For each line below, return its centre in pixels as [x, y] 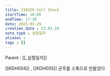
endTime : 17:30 [21, 19]
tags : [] [15, 43]
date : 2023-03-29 [23, 24]
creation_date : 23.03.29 [32, 29]
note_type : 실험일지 [25, 33]
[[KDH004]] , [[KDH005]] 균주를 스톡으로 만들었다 [55, 68]
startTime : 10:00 [23, 15]
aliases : [15, 38]
